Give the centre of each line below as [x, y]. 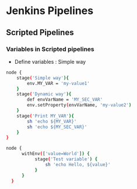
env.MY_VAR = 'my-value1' [59, 83]
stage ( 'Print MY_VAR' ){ [45, 116]
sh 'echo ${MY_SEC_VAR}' [57, 127]
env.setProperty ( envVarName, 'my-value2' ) [79, 105]
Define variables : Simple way [50, 61]
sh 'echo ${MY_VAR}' [52, 121]
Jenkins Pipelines [50, 11]
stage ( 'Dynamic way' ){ [44, 94]
